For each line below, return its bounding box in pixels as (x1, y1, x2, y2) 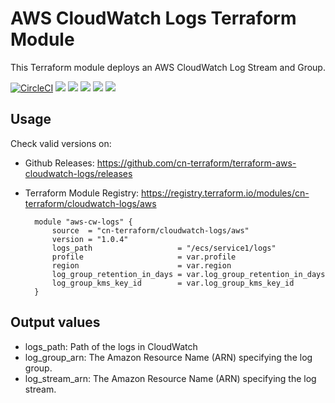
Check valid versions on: (10, 137, 112, 149)
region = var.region (51, 260, 232, 271)
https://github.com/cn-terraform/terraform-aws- (96, 157, 297, 169)
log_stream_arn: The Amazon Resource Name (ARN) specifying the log (24, 372, 317, 384)
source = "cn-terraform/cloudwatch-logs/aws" (51, 225, 250, 236)
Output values (10, 314, 101, 331)
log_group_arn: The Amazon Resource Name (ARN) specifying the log (24, 351, 313, 363)
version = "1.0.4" (51, 234, 129, 244)
